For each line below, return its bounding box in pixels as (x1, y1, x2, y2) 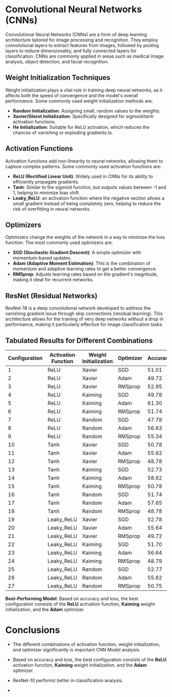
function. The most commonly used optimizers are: (5, 239, 113, 246)
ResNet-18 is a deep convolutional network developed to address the (5, 305, 151, 311)
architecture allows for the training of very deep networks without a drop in (5, 316, 164, 322)
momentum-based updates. (12, 255, 72, 261)
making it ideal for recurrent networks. (12, 277, 94, 283)
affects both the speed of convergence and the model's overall (5, 92, 138, 98)
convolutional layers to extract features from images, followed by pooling (5, 42, 159, 48)
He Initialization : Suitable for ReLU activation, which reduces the (12, 124, 150, 130)
